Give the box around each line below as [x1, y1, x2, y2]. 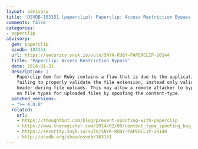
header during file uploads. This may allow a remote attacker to [16, 85, 183, 91]
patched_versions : [11, 96, 57, 101]
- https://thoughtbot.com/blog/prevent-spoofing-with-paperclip [16, 118, 178, 124]
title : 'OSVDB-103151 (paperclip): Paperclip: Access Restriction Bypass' [6, 14, 194, 20]
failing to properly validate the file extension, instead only [16, 80, 178, 86]
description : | [11, 69, 49, 74]
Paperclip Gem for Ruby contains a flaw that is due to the [16, 74, 167, 80]
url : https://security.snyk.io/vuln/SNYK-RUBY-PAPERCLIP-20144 [11, 52, 170, 58]
